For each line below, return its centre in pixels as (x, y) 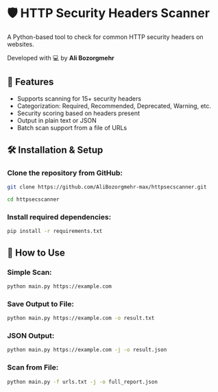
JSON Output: (31, 336)
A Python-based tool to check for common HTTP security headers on (105, 37)
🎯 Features (31, 82)
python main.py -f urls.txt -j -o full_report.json (82, 382)
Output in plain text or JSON (57, 120)
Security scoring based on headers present (78, 113)
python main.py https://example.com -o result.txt (81, 318)
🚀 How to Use (36, 253)
